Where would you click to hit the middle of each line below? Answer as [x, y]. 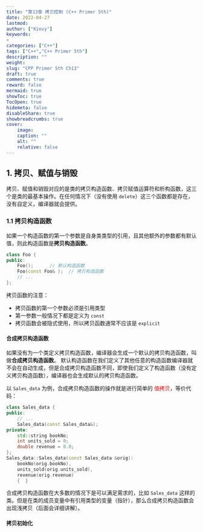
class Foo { [21, 254]
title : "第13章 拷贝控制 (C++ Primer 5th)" [59, 12]
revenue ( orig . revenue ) [46, 475]
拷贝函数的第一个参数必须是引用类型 [60, 308]
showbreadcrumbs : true [35, 119]
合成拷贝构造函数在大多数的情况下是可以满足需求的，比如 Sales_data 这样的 [101, 493]
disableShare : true [31, 113]
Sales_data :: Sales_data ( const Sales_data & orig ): [70, 458]
